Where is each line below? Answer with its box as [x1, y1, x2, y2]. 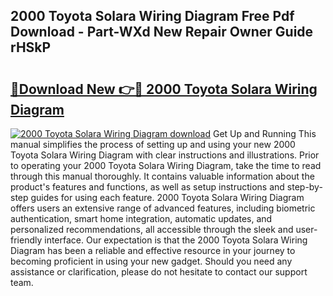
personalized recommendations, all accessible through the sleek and [10, 224, 294, 235]
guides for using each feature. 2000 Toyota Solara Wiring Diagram [30, 192, 305, 203]
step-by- [286, 181, 323, 193]
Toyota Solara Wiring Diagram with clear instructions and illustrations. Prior [10, 149, 320, 161]
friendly [10, 234, 43, 246]
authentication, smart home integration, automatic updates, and [10, 213, 273, 224]
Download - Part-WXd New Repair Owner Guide [10, 24, 314, 41]
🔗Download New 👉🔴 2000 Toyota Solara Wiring [10, 80, 318, 98]
